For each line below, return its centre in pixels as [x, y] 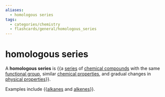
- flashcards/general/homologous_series [53, 29]
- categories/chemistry [35, 24]
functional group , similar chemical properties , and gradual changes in [78, 74]
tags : [11, 19]
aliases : [15, 10]
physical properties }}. [28, 79]
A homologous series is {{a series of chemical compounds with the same [83, 68]
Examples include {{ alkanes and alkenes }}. [50, 89]
